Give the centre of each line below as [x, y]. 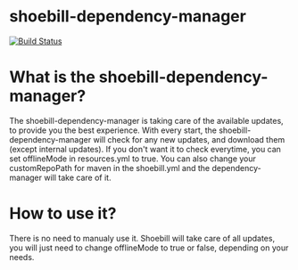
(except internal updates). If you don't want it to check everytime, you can [145, 149]
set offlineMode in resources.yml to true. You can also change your [133, 159]
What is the [52, 77]
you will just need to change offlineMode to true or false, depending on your [149, 248]
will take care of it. [78, 177]
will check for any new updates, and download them [189, 139]
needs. [22, 257]
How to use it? [63, 213]
